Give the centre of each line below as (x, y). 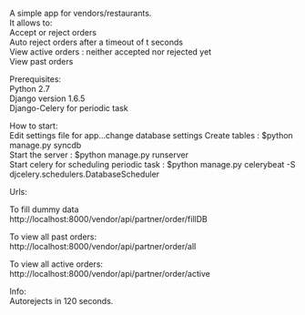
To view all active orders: (56, 264)
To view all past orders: (53, 237)
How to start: (34, 126)
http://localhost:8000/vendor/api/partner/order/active (110, 274)
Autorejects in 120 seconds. (61, 301)
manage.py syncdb (46, 145)
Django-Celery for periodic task (69, 108)
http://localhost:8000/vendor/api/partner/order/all (103, 246)
